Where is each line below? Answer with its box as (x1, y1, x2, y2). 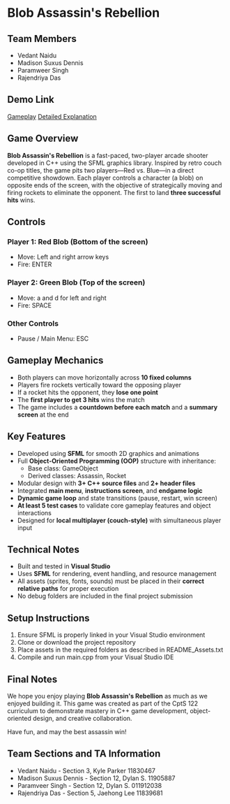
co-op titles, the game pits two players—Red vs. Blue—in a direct (7, 166, 194, 174)
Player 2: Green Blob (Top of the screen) (7, 278, 146, 287)
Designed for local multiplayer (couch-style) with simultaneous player (17, 516, 222, 524)
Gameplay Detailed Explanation (7, 112, 98, 120)
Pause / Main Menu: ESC (17, 334, 89, 343)
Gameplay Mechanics (7, 354, 104, 366)
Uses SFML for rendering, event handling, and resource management (17, 570, 217, 578)
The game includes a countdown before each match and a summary (17, 403, 218, 411)
